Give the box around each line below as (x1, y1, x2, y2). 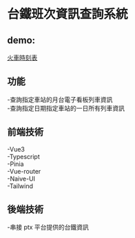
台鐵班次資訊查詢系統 (7, 6, 129, 22)
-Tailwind (7, 181, 33, 190)
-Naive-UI (7, 174, 36, 183)
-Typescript (7, 152, 40, 161)
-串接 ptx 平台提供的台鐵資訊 (7, 223, 90, 232)
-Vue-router (7, 167, 41, 175)
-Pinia (7, 160, 24, 168)
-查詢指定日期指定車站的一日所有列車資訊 (7, 104, 125, 112)
